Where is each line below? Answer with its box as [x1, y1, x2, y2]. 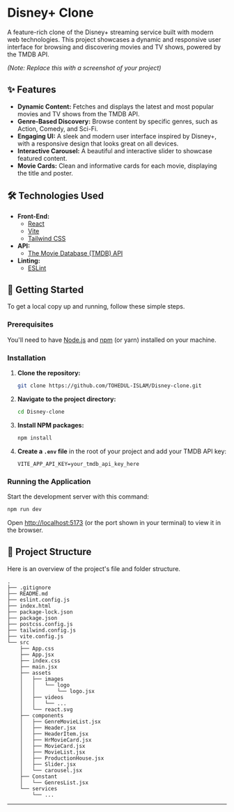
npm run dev [7, 506, 42, 513]
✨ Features [7, 84, 56, 95]
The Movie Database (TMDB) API [27, 249, 123, 257]
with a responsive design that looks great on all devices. [17, 139, 179, 148]
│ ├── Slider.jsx [19, 760, 77, 767]
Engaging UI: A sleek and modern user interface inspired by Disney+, [17, 132, 217, 140]
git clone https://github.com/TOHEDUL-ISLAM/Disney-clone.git [17, 382, 202, 389]
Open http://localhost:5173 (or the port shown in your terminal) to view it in [7, 518, 221, 526]
